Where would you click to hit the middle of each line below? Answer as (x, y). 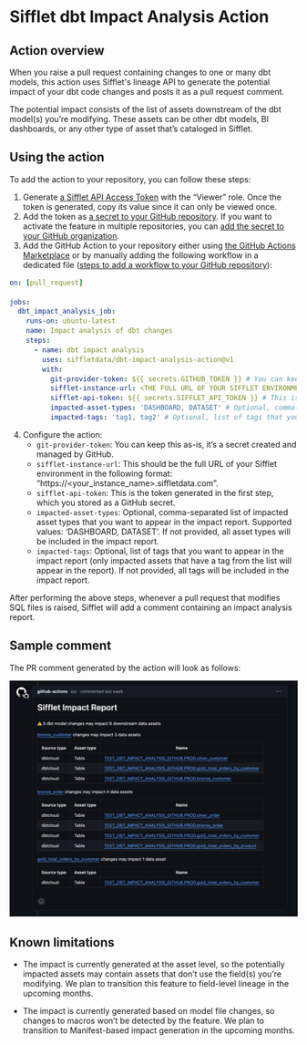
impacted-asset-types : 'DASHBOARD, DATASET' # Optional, (160, 408)
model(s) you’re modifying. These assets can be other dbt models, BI (139, 119)
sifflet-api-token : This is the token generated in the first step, (155, 492)
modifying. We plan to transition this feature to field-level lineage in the (156, 984)
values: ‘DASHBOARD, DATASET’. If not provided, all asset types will (164, 532)
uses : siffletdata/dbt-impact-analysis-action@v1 (138, 359)
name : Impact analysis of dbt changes (99, 331)
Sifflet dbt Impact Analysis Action (139, 17)
